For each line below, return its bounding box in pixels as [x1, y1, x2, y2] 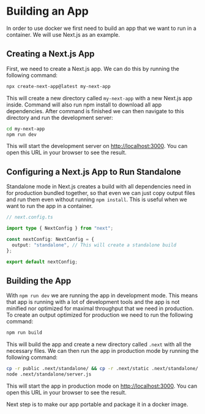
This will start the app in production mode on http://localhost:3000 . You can [6, 382, 198, 390]
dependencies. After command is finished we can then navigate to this [6, 107, 185, 114]
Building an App [6, 4, 89, 18]
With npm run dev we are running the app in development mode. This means [6, 292, 198, 299]
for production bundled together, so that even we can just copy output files [6, 190, 196, 197]
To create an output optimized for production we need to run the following [6, 311, 193, 319]
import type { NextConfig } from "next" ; [6, 225, 114, 232]
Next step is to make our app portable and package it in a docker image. [6, 401, 188, 408]
